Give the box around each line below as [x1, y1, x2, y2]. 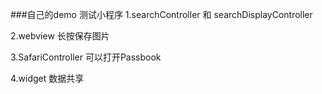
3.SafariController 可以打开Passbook [10, 51, 162, 63]
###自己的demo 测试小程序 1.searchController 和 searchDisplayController [10, 9, 313, 20]
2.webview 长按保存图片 [10, 30, 110, 42]
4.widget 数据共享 [10, 73, 85, 84]
